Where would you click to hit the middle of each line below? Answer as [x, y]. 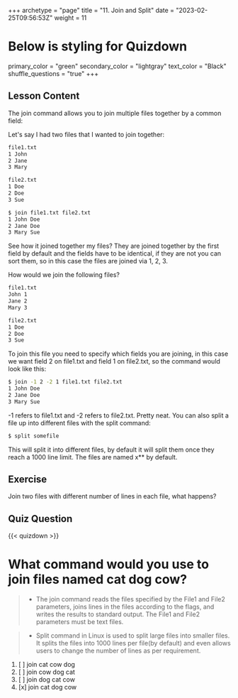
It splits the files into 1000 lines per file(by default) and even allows [133, 643]
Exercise [28, 480]
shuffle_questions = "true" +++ [53, 73]
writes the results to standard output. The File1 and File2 [118, 614]
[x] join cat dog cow [47, 687]
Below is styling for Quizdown [97, 47]
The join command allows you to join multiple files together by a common [115, 113]
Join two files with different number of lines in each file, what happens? [112, 496]
